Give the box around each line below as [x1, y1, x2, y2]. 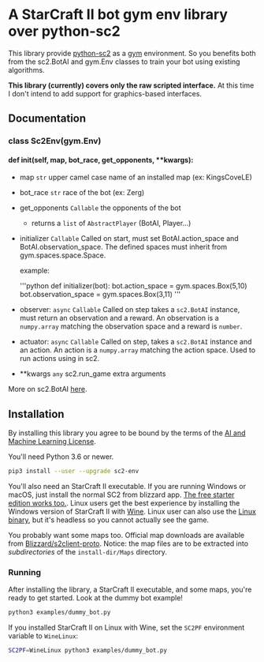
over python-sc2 [8, 22, 121, 40]
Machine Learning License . [8, 437, 96, 446]
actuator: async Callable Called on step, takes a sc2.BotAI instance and [19, 337, 252, 347]
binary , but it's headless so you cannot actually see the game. [8, 515, 210, 525]
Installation [8, 407, 65, 420]
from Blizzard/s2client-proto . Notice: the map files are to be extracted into [8, 539, 249, 548]
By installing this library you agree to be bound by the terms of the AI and [8, 428, 246, 438]
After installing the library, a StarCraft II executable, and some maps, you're [8, 585, 252, 594]
